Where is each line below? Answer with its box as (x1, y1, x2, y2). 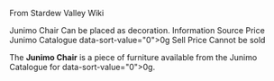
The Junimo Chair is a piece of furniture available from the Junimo (9, 52, 258, 62)
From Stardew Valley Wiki (9, 8, 105, 18)
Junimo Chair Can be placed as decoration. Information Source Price (9, 25, 266, 35)
